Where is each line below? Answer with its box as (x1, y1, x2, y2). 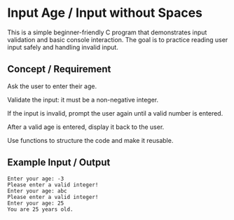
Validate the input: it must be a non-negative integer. (7, 95, 159, 104)
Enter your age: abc (7, 187, 68, 194)
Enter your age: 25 (7, 200, 64, 207)
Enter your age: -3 (7, 175, 64, 182)
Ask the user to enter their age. (7, 82, 97, 90)
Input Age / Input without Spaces (7, 5, 203, 21)
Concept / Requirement (7, 63, 111, 75)
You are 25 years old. (7, 205, 74, 213)
